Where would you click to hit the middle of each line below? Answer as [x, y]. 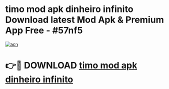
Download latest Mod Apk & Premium [84, 20]
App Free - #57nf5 [44, 30]
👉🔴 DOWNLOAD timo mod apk [71, 65]
